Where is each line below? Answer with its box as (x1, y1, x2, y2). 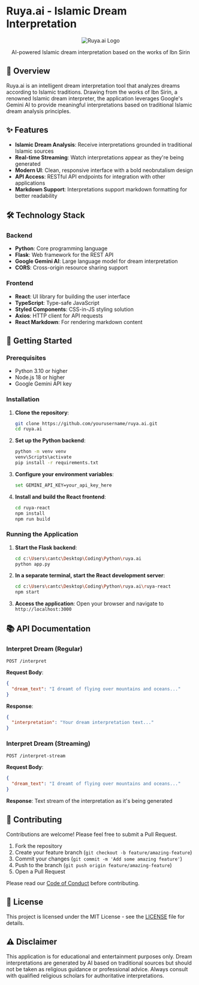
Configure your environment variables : (14, 470, 114, 477)
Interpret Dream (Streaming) (6, 740, 91, 748)
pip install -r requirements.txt (14, 460, 99, 466)
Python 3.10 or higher (14, 367, 68, 375)
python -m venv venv (14, 449, 67, 455)
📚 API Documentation (6, 624, 91, 634)
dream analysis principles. (6, 107, 71, 115)
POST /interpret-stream (6, 753, 66, 759)
